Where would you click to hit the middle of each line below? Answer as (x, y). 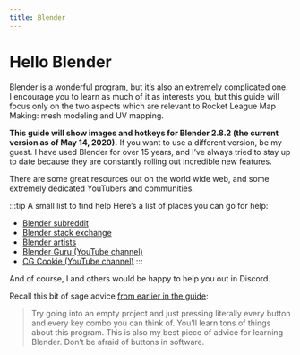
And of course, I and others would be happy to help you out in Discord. (140, 278)
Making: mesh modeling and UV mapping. (86, 115)
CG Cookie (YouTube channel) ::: (82, 261)
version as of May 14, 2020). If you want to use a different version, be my (146, 142)
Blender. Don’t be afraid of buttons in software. (118, 342)
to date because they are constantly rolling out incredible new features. (141, 161)
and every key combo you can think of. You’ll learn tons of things (151, 323)
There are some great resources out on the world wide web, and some (139, 178)
